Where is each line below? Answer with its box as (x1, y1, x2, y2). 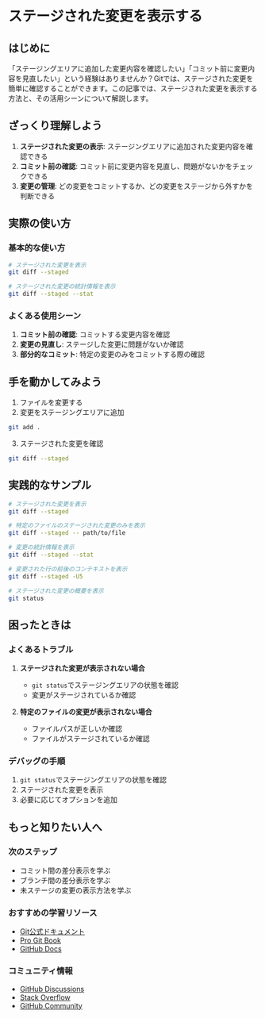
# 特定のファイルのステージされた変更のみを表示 (8, 521, 145, 530)
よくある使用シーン (8, 310, 82, 321)
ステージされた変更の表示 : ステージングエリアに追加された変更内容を (19, 141, 247, 151)
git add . (8, 424, 41, 432)
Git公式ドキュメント (19, 927, 86, 936)
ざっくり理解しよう (8, 119, 102, 133)
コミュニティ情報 (8, 966, 73, 977)
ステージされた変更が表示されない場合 (19, 663, 145, 673)
